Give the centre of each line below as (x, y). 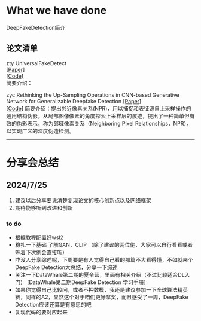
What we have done (57, 10)
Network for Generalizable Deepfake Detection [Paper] (74, 101)
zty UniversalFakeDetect (36, 63)
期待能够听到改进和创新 (44, 207)
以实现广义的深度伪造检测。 (40, 131)
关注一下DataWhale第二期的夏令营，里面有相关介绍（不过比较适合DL (100, 275)
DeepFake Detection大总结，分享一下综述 (66, 267)
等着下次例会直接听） (41, 252)
